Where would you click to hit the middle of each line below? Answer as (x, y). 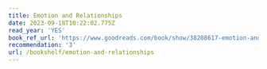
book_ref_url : (32, 38)
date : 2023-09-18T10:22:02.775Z (62, 23)
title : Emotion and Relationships (66, 15)
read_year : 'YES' (37, 30)
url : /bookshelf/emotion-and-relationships (81, 52)
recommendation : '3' (43, 45)
